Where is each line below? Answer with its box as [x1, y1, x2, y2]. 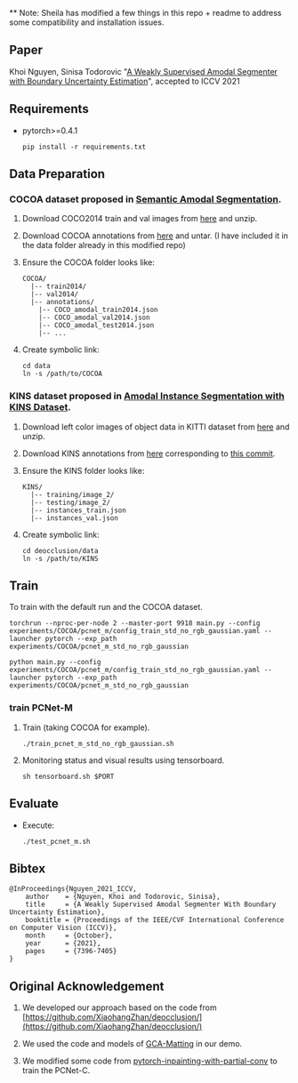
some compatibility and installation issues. [9, 17, 165, 28]
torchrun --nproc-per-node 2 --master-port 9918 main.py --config [9, 619, 261, 628]
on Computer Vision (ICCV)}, [9, 924, 117, 933]
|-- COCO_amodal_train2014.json [38, 306, 158, 315]
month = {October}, [25, 931, 114, 941]
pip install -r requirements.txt [21, 142, 147, 151]
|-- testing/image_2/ [30, 498, 111, 507]
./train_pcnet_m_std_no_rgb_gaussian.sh [21, 739, 174, 748]
